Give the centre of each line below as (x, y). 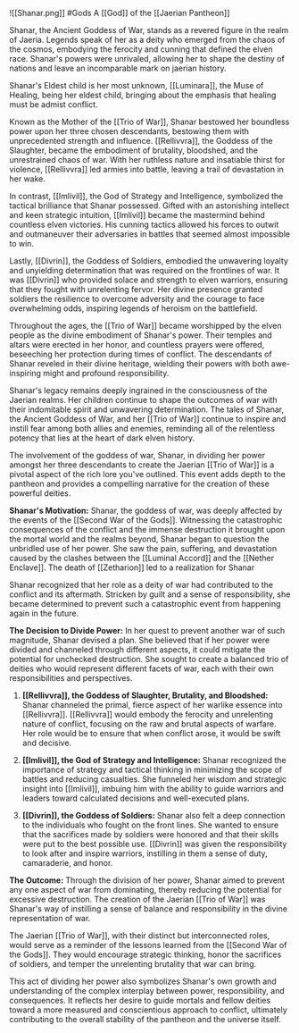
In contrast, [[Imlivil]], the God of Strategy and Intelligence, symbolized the (146, 196)
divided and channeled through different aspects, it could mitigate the (137, 650)
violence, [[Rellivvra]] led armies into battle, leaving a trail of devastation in (146, 169)
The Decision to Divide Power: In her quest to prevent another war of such (147, 630)
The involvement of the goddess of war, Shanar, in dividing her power (137, 455)
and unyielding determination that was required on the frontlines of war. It (145, 270)
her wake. (28, 179)
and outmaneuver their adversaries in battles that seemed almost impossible (150, 234)
